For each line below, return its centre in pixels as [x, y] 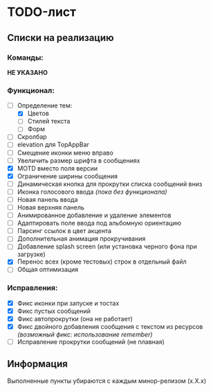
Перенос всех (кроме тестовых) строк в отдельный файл [102, 262]
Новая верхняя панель [51, 207]
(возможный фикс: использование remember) [85, 334]
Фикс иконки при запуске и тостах [68, 303]
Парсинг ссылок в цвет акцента [64, 231]
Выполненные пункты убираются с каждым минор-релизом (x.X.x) [107, 381]
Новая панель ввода [47, 199]
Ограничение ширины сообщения [67, 176]
